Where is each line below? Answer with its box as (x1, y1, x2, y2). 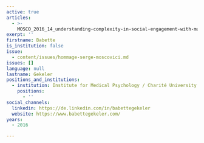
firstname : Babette (6, 37, 56, 43)
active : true (6, 9, 39, 15)
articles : (6, 15, 32, 21)
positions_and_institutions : (6, 77, 80, 83)
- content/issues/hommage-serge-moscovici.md (12, 54, 129, 60)
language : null (6, 65, 45, 72)
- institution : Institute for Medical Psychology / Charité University (12, 83, 197, 89)
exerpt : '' (6, 32, 34, 38)
